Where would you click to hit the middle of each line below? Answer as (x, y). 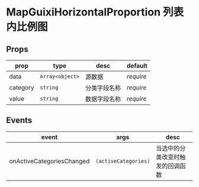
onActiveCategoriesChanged (49, 161)
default (137, 66)
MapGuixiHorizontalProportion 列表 (95, 12)
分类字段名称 (103, 88)
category (22, 88)
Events (19, 120)
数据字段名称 (103, 99)
